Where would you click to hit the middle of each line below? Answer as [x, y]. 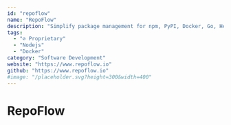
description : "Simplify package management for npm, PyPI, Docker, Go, [112, 26]
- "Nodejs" [29, 45]
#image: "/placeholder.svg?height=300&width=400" [80, 77]
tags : [15, 32]
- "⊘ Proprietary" [40, 39]
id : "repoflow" [29, 13]
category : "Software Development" [57, 58]
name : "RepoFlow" [32, 20]
